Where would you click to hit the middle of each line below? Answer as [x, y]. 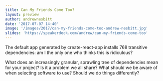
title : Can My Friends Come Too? [40, 10]
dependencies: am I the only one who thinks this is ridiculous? [69, 52]
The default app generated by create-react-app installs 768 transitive [77, 47]
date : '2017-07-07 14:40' [32, 24]
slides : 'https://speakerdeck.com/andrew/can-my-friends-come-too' [77, 33]
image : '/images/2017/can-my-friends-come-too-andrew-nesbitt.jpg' [77, 28]
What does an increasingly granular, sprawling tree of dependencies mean [82, 62]
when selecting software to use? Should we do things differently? [72, 73]
